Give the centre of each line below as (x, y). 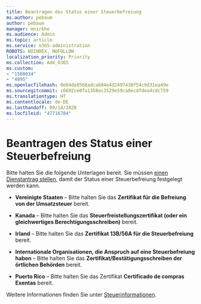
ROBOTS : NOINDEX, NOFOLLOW (40, 51)
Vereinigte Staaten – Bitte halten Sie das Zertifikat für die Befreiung (101, 197)
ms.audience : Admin (31, 35)
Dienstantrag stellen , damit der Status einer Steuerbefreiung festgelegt (94, 179)
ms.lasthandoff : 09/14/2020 (42, 107)
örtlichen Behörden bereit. (49, 265)
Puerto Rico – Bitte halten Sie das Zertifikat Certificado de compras (100, 277)
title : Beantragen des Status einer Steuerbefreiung (74, 12)
